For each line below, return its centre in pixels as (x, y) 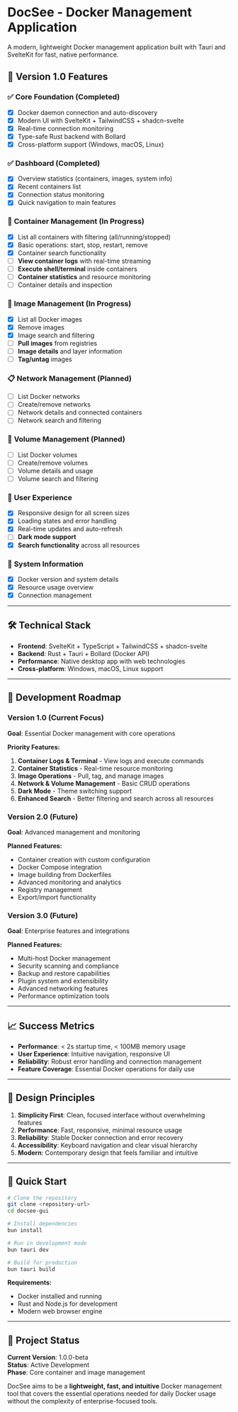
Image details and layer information (70, 351)
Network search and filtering (59, 420)
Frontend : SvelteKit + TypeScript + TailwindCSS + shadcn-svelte (112, 646)
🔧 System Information (45, 564)
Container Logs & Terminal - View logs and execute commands (110, 761)
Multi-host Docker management (64, 959)
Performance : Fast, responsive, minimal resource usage (100, 1130)
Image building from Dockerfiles (64, 874)
